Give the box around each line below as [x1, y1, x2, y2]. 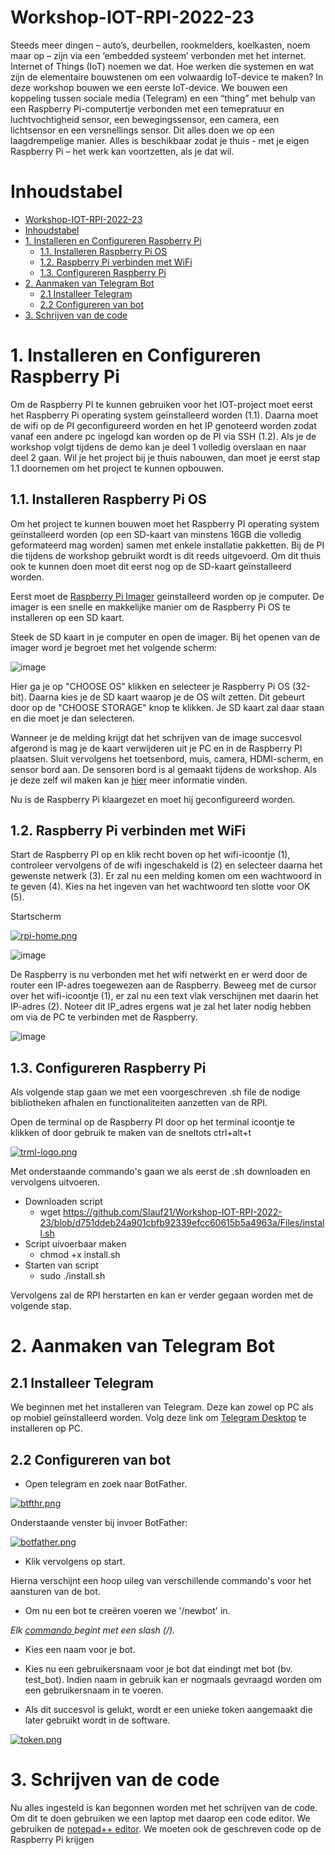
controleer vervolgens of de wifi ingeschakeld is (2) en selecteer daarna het [10, 859, 323, 871]
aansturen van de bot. [10, 1586, 101, 1598]
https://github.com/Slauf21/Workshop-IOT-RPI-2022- [63, 1206, 283, 1218]
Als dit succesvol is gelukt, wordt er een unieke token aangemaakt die [24, 1704, 313, 1716]
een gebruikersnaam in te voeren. [24, 1684, 164, 1696]
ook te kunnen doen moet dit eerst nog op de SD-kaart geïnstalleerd [10, 560, 292, 572]
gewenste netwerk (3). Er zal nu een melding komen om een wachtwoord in [10, 870, 322, 882]
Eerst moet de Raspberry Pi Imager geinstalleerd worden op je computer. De [10, 590, 325, 602]
